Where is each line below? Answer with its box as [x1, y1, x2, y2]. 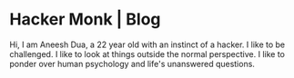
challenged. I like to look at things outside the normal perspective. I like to [9, 48, 285, 59]
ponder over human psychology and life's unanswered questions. [9, 58, 255, 69]
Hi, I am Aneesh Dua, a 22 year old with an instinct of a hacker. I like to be [9, 39, 285, 50]
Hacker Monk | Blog [9, 9, 161, 30]
